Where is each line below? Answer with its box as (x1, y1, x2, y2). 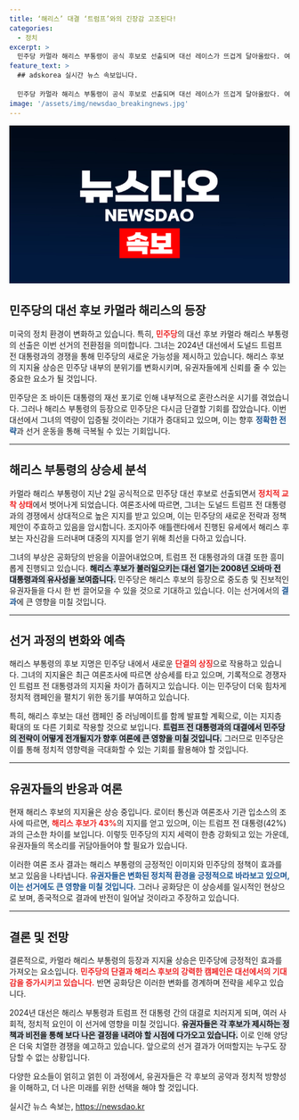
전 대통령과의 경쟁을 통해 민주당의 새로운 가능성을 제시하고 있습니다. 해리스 (9, 351, 269, 361)
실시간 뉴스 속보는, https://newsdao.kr (9, 1101, 145, 1112)
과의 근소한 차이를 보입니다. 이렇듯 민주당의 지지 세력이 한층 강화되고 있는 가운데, (9, 829, 289, 840)
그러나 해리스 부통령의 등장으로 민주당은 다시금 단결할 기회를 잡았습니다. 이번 (20, 402, 287, 414)
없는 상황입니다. (35, 1052, 91, 1063)
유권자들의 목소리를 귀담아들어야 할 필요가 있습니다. (9, 840, 188, 851)
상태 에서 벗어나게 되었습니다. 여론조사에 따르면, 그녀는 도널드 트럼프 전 (18, 499, 263, 510)
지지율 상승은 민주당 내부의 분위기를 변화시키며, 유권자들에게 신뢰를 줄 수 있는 (18, 361, 287, 372)
